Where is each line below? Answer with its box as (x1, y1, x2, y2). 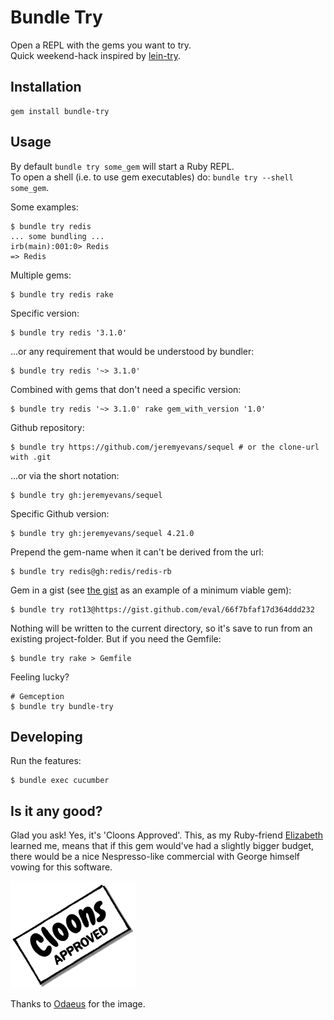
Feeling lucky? (10, 671, 70, 683)
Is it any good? (10, 802, 103, 820)
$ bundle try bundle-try (10, 701, 114, 711)
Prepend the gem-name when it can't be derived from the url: (10, 546, 264, 558)
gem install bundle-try (10, 106, 110, 116)
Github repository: (10, 421, 85, 433)
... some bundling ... (10, 231, 105, 241)
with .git (10, 452, 52, 462)
